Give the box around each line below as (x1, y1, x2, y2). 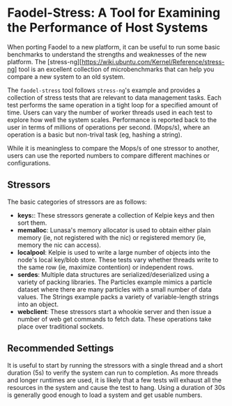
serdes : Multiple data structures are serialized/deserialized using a (17, 270, 210, 278)
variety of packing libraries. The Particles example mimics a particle (17, 278, 212, 286)
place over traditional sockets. (17, 322, 105, 331)
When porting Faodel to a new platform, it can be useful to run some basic (7, 43, 221, 51)
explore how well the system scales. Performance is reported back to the (7, 115, 217, 123)
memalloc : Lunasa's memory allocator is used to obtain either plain (17, 225, 211, 234)
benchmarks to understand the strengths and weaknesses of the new (7, 50, 207, 59)
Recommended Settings (7, 343, 114, 354)
